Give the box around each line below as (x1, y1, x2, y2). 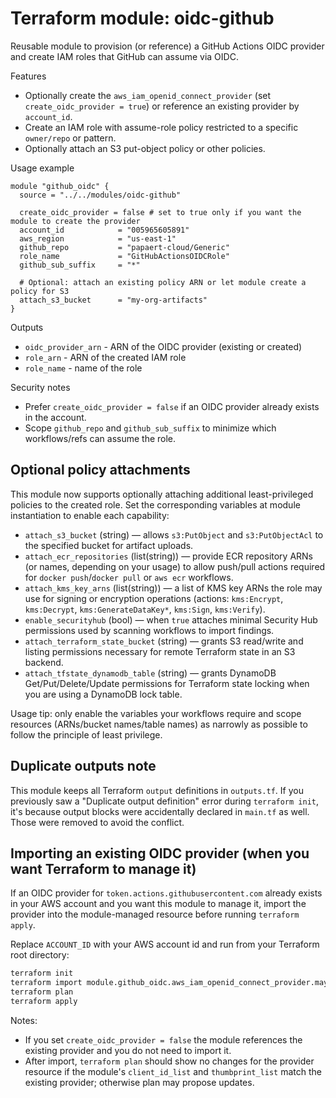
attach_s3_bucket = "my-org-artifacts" (19, 295, 208, 305)
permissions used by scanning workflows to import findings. (24, 624, 275, 636)
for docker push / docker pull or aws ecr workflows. (24, 571, 234, 583)
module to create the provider (10, 216, 141, 226)
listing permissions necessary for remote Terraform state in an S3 (24, 645, 296, 657)
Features (10, 70, 47, 82)
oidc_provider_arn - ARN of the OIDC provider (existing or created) (24, 340, 303, 352)
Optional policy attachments (10, 462, 191, 479)
